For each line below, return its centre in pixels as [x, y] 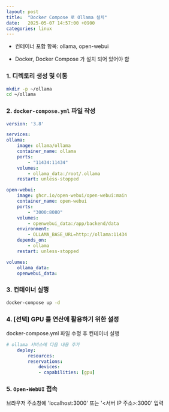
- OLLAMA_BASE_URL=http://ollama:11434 [78, 234]
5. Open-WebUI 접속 [32, 389]
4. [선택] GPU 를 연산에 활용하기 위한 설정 [63, 319]
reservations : [45, 361]
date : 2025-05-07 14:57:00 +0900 [51, 23]
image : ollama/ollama [44, 146]
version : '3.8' [25, 124]
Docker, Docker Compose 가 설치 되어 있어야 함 [72, 59]
